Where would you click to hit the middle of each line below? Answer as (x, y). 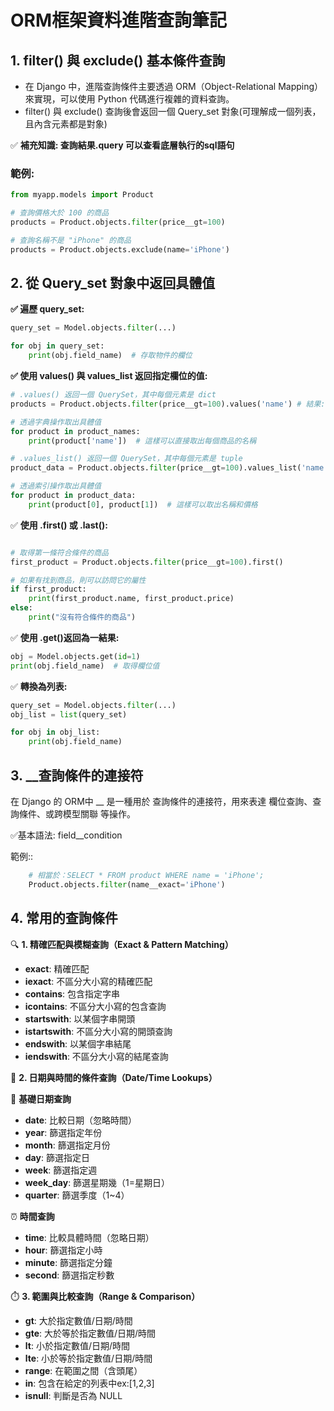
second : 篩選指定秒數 (69, 1275)
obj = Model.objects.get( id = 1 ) (75, 656)
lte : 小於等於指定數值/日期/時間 (88, 1358)
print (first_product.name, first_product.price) (131, 599)
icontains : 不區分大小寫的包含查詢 (95, 1006)
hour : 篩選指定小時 (63, 1250)
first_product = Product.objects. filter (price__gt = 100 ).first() (147, 562)
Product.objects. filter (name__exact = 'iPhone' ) (127, 884)
